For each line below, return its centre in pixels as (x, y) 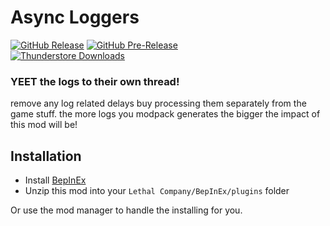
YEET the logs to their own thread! (95, 81)
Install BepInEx (55, 180)
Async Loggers (75, 17)
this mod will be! (44, 125)
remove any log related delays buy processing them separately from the (158, 103)
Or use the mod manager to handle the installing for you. (126, 210)
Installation (46, 156)
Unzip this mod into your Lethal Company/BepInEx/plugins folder (157, 191)
